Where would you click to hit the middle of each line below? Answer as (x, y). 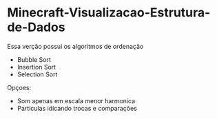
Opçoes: (19, 87)
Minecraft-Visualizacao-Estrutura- (109, 13)
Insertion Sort (37, 67)
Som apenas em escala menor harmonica (76, 100)
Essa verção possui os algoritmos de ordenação (75, 46)
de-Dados (36, 27)
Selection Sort (37, 74)
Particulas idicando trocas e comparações (77, 108)
